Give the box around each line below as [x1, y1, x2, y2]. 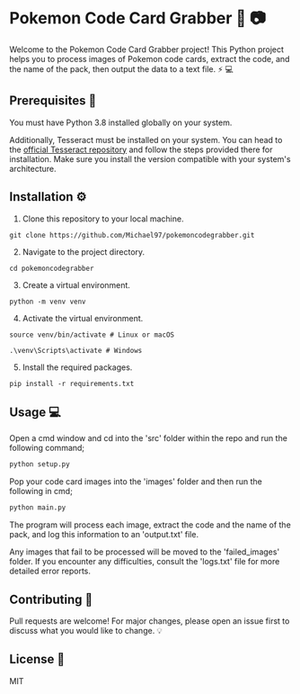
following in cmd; [9, 486, 74, 497]
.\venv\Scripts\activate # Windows [9, 346, 143, 355]
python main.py [9, 503, 66, 512]
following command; [9, 443, 85, 454]
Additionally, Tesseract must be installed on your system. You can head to [9, 134, 283, 145]
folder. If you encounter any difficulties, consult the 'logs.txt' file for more [9, 556, 280, 567]
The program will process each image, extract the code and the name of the [9, 519, 292, 530]
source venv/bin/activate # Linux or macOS [9, 330, 175, 339]
